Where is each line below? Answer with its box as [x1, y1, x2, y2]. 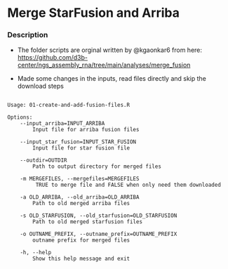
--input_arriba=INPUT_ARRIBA [20, 120, 105, 127]
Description [7, 30, 48, 40]
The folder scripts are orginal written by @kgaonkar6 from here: [17, 46, 202, 54]
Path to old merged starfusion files [32, 218, 142, 225]
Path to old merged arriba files [32, 200, 130, 207]
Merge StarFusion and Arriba [7, 5, 180, 21]
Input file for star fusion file [32, 145, 130, 152]
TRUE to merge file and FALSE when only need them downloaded [35, 181, 221, 189]
